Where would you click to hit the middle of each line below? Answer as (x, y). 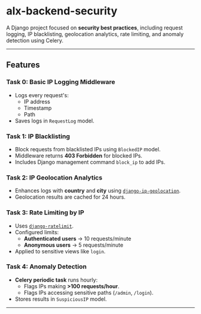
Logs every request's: (42, 95)
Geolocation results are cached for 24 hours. (70, 197)
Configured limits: (37, 232)
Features (23, 65)
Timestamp (38, 108)
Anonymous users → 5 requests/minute (74, 245)
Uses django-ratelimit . (44, 226)
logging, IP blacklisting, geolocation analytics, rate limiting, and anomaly (95, 34)
